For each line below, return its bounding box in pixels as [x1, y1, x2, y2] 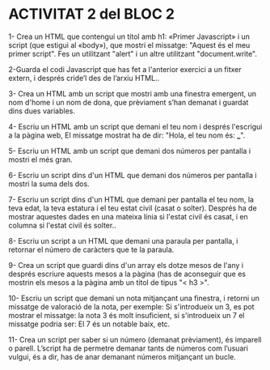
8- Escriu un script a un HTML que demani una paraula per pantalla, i [8, 236, 238, 245]
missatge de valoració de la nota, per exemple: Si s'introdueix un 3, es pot [8, 301, 255, 312]
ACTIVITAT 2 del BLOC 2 [8, 5, 175, 23]
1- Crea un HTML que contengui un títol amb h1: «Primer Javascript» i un [8, 32, 251, 41]
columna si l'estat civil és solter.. [8, 220, 116, 230]
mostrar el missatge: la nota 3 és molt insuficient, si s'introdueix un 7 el [8, 310, 245, 320]
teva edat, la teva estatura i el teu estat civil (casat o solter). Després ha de [8, 203, 257, 213]
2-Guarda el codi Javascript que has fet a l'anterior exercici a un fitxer [8, 64, 243, 74]
